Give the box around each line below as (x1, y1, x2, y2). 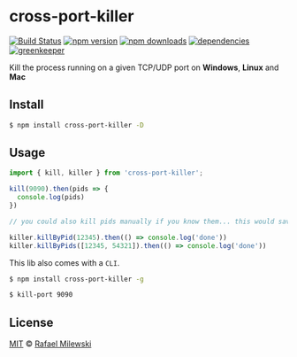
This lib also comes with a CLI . (9, 257, 120, 268)
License (9, 314, 54, 330)
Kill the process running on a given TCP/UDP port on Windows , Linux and (9, 62, 279, 73)
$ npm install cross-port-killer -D (9, 120, 144, 129)
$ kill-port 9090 (9, 291, 73, 299)
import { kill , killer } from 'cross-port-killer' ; (9, 168, 203, 178)
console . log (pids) (17, 193, 86, 202)
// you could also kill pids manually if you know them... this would (9, 217, 275, 226)
